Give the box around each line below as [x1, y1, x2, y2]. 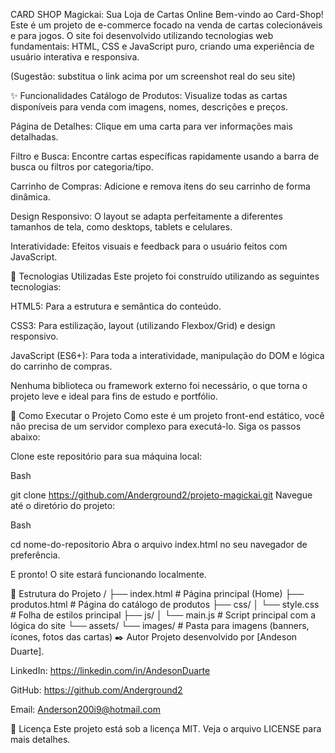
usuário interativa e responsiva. [10, 51, 140, 63]
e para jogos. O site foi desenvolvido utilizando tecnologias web [10, 30, 274, 41]
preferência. [10, 549, 61, 561]
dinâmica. [10, 191, 51, 203]
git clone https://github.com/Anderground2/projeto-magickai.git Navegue [10, 489, 313, 501]
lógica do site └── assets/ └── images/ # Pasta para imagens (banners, [10, 620, 310, 631]
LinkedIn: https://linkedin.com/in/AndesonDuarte [10, 665, 211, 676]
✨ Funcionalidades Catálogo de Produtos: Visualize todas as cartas [10, 90, 288, 101]
